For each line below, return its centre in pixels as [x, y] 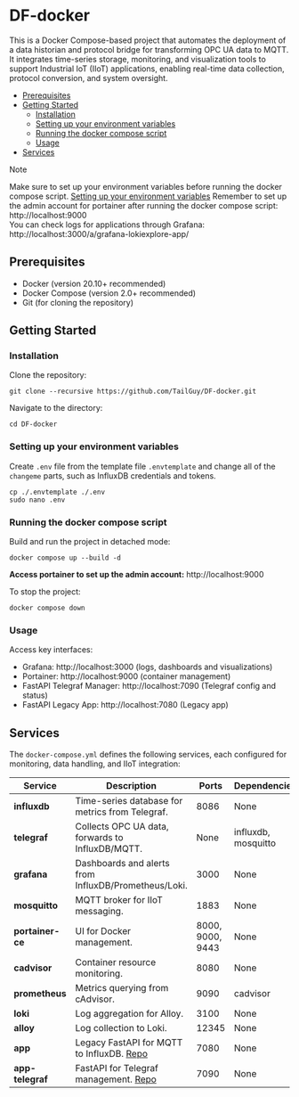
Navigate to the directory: [56, 408]
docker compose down [48, 608]
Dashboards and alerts [123, 864]
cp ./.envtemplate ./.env [57, 492]
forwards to [99, 838]
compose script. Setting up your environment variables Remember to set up [148, 196]
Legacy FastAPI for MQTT [129, 1043]
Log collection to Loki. [121, 1028]
